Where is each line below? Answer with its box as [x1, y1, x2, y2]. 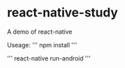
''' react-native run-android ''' [7, 54, 91, 63]
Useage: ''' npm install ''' [7, 41, 77, 49]
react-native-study [7, 5, 118, 21]
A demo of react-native [7, 27, 73, 36]
